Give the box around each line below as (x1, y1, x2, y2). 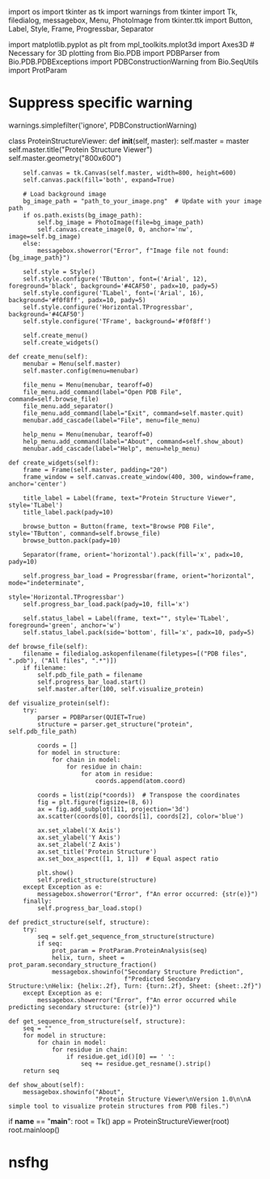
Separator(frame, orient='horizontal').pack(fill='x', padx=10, (23, 550, 244, 558)
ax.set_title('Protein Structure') (37, 848, 158, 856)
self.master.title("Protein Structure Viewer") (8, 145, 153, 154)
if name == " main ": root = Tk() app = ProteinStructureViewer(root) (8, 1116, 230, 1126)
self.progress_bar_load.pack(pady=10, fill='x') (23, 600, 190, 608)
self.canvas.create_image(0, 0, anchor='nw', (37, 225, 194, 234)
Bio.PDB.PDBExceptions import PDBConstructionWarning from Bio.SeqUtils (8, 57, 259, 66)
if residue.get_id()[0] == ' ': (65, 1052, 175, 1061)
